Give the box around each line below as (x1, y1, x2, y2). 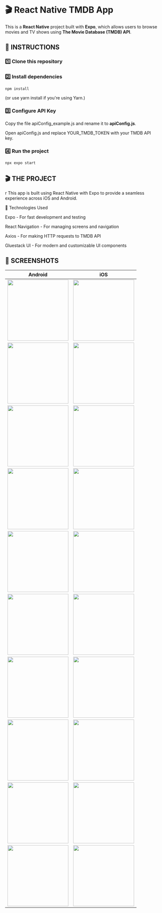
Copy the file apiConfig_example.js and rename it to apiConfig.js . (5, 121, 136, 126)
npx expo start (5, 161, 36, 165)
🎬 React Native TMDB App (5, 4, 113, 16)
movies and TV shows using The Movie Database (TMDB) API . (5, 29, 132, 35)
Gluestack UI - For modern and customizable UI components (5, 243, 127, 248)
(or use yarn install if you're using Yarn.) (5, 95, 86, 101)
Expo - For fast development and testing (5, 214, 86, 220)
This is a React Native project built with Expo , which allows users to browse (5, 23, 157, 30)
